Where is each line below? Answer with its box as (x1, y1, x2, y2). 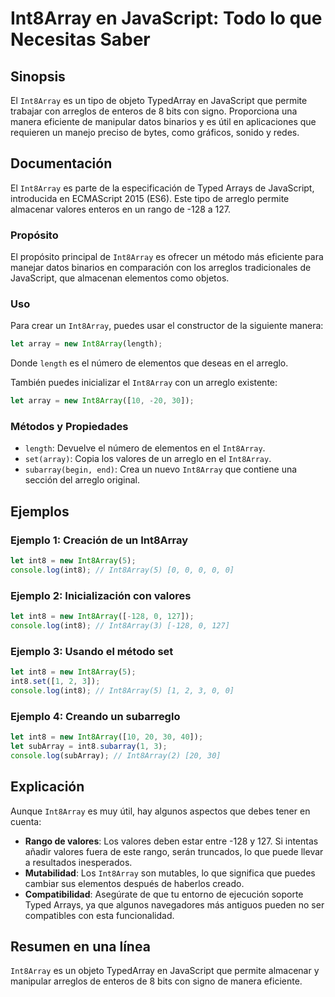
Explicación (10, 778, 85, 796)
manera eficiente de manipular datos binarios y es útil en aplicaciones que (10, 116, 317, 127)
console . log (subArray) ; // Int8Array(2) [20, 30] (10, 750, 222, 761)
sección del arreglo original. (24, 474, 140, 486)
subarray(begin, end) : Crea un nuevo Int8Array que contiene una (24, 463, 298, 476)
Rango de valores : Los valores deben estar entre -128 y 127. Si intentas (24, 835, 319, 847)
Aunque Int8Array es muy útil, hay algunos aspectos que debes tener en (10, 805, 311, 817)
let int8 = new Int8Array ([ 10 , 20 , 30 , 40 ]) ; (10, 732, 204, 742)
